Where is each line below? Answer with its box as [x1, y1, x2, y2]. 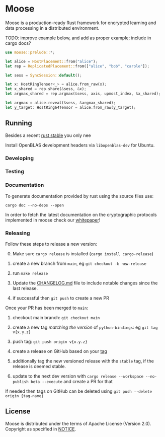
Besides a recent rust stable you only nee [5, 132, 92, 138]
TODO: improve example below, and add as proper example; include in [5, 35, 151, 41]
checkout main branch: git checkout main [12, 315, 100, 321]
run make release [12, 270, 48, 276]
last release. [12, 285, 38, 292]
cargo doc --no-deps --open [5, 202, 64, 208]
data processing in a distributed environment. [5, 25, 100, 31]
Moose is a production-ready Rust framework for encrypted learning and [5, 20, 156, 26]
